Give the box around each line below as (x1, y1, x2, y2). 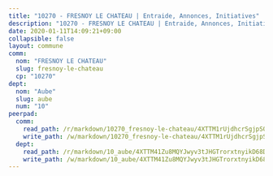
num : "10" (15, 102, 49, 110)
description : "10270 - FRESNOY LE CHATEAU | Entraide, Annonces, (8, 19, 234, 28)
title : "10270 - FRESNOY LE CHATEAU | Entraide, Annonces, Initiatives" (8, 11, 260, 20)
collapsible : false (8, 34, 75, 43)
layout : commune (8, 42, 63, 50)
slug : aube (15, 95, 53, 103)
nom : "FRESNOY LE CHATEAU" (15, 58, 107, 66)
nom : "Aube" (15, 87, 57, 96)
